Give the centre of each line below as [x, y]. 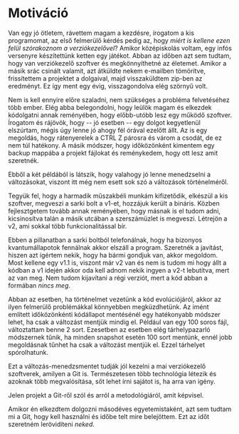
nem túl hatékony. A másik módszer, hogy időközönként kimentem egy [112, 145]
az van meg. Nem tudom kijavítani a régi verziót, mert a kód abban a [108, 278]
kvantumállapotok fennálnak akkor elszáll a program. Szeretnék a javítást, [116, 247]
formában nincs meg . [39, 285]
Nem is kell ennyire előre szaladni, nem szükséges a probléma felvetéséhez [119, 100]
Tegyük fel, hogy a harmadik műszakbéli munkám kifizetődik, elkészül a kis [118, 196]
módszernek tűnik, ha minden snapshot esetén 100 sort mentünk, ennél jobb [120, 337]
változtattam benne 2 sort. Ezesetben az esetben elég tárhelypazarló [109, 329]
